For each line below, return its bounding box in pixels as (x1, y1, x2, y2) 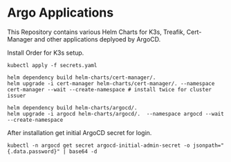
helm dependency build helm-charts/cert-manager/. (7, 74, 156, 81)
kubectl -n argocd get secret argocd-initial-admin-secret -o (7, 142, 190, 149)
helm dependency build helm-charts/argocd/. (7, 104, 138, 111)
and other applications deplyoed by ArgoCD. (34, 35, 161, 43)
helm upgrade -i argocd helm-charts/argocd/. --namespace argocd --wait (7, 110, 225, 117)
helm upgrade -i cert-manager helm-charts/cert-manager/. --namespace (7, 80, 215, 87)
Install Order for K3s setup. (7, 48, 84, 57)
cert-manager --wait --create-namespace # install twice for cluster (7, 86, 212, 93)
